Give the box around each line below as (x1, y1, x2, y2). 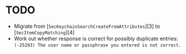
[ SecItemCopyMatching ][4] (13, 28, 75, 35)
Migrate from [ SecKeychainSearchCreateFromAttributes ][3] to (13, 23, 160, 30)
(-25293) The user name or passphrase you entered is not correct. (13, 42, 181, 48)
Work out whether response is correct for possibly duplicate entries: (13, 35, 178, 42)
